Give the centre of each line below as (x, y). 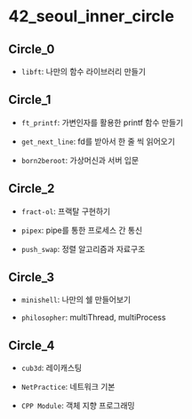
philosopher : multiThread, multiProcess (93, 318)
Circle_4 (32, 345)
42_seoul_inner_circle (92, 16)
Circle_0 (32, 49)
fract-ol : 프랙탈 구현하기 (66, 211)
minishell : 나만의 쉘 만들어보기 (76, 300)
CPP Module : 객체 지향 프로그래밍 (78, 406)
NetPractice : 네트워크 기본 (68, 387)
